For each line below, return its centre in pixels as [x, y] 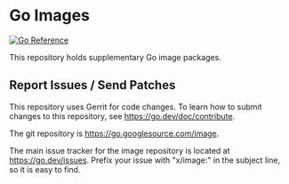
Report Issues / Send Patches [92, 85]
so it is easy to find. [45, 169]
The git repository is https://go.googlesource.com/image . [114, 133]
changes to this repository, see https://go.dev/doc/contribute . [122, 116]
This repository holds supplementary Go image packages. [116, 57]
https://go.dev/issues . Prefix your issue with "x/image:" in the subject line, [145, 160]
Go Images [50, 16]
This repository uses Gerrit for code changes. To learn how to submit [136, 107]
